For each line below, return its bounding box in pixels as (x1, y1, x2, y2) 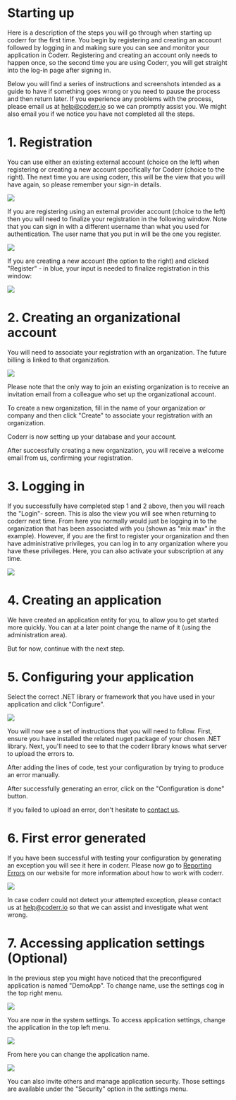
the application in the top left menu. (7, 1023, 111, 1031)
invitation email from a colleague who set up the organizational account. (7, 390, 216, 398)
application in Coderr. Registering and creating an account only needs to (7, 51, 218, 59)
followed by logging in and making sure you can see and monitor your (7, 43, 210, 52)
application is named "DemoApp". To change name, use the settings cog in (7, 981, 225, 990)
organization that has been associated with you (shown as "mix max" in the (7, 524, 226, 533)
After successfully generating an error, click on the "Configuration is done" (7, 784, 225, 793)
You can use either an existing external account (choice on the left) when (7, 158, 220, 166)
